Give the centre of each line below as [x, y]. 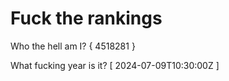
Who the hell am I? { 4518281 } [73, 46]
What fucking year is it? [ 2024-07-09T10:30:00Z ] [115, 65]
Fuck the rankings [86, 18]
